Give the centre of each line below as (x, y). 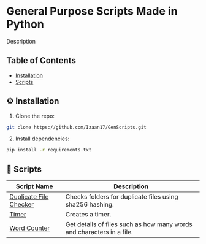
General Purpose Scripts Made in (92, 11)
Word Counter (30, 228)
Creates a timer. (88, 215)
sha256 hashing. (90, 205)
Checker (22, 205)
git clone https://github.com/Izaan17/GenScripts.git (77, 127)
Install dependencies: (42, 139)
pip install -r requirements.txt (49, 150)
